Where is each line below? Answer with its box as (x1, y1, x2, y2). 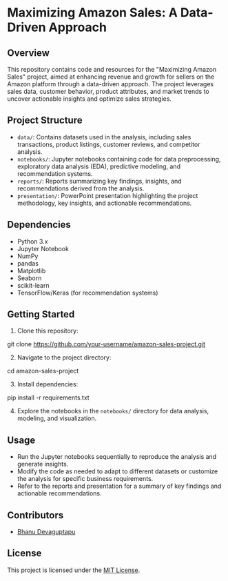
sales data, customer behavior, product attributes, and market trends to (7, 88, 209, 95)
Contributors (7, 509, 64, 521)
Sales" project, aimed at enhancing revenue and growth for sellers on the (7, 72, 215, 81)
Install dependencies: (17, 380, 79, 388)
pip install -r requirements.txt (7, 393, 90, 402)
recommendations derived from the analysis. (17, 184, 145, 193)
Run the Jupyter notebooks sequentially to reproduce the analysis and (17, 453, 217, 461)
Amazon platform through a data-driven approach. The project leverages (7, 80, 214, 88)
